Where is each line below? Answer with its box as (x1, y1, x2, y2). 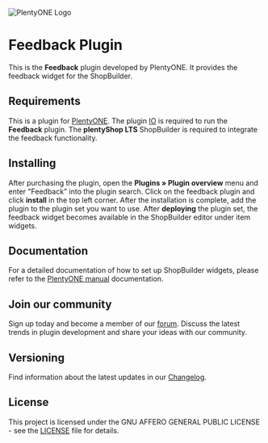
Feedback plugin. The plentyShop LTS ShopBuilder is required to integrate (8, 124, 258, 134)
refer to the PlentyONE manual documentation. (8, 274, 164, 284)
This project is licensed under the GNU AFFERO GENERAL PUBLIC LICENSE (8, 416, 261, 427)
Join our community (8, 297, 112, 311)
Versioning (8, 351, 65, 365)
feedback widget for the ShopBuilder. (8, 71, 133, 81)
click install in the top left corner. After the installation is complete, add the (8, 194, 257, 205)
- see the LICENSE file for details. (8, 425, 119, 435)
